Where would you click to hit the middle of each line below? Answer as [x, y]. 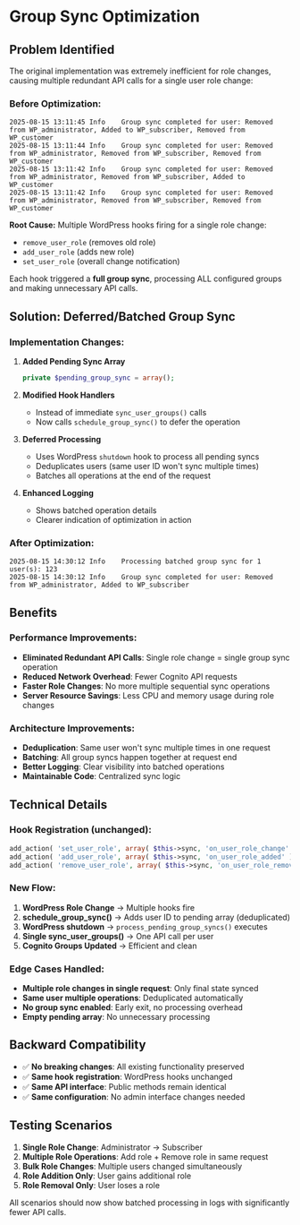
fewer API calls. [38, 1212]
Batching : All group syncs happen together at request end [129, 758]
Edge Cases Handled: [57, 969]
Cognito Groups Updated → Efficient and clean [109, 946]
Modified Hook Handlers [68, 395]
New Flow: [33, 888]
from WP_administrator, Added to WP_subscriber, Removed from [127, 130]
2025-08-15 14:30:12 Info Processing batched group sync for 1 [135, 561]
